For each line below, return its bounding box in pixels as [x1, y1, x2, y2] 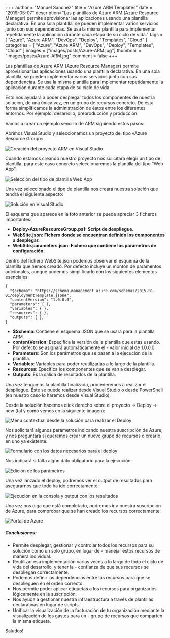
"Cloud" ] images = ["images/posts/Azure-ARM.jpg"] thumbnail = [5, 48, 142, 53]
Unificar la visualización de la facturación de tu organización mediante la [12, 607, 165, 613]
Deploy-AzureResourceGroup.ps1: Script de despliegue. [12, 226, 134, 232]
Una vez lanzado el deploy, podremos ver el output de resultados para [5, 478, 152, 483]
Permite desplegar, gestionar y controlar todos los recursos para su [12, 542, 154, 548]
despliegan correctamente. [12, 569, 70, 575]
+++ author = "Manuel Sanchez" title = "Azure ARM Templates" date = [5, 5, 153, 10]
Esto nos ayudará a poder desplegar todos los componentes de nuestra [5, 94, 155, 100]
